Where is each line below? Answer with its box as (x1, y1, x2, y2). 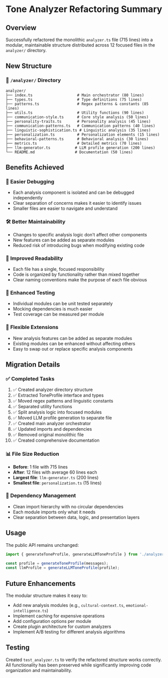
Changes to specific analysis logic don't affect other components (12, 231, 148, 237)
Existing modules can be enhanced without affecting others (12, 341, 136, 347)
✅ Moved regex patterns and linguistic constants (12, 398, 114, 404)
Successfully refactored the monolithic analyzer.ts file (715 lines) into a (5, 37, 153, 43)
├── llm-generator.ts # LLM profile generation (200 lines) (5, 145, 156, 150)
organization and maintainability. (5, 667, 73, 673)
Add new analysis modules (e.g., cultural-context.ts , (12, 602, 125, 608)
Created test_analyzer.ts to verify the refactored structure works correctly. (5, 656, 162, 662)
